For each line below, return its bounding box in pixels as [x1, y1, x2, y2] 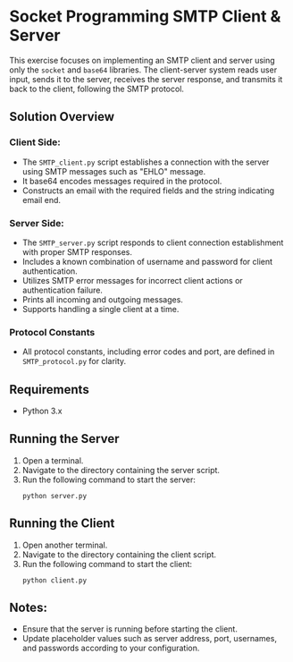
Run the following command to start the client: [21, 558, 193, 569]
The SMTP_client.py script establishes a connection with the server [21, 157, 270, 167]
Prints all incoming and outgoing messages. [21, 293, 183, 305]
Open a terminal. [21, 454, 84, 466]
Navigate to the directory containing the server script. [21, 464, 221, 475]
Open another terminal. [21, 539, 108, 550]
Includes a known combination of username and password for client [21, 256, 273, 267]
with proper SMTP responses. [21, 246, 132, 257]
